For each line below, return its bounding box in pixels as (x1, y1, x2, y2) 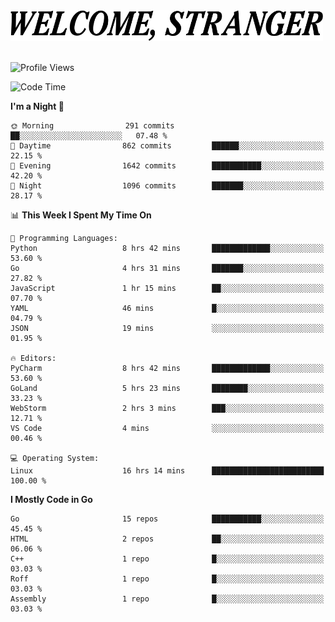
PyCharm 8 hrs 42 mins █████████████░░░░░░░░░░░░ (10, 364, 325, 374)
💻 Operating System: (10, 454, 100, 464)
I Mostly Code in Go (10, 494, 93, 506)
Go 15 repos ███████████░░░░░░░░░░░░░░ (10, 514, 325, 524)
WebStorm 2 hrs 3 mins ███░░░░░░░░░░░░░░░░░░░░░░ (10, 404, 325, 414)
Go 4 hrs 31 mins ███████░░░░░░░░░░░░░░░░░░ (10, 264, 325, 274)
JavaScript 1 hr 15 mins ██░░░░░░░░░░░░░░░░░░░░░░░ (10, 284, 325, 294)
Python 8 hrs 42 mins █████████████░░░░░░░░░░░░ (10, 244, 325, 254)
